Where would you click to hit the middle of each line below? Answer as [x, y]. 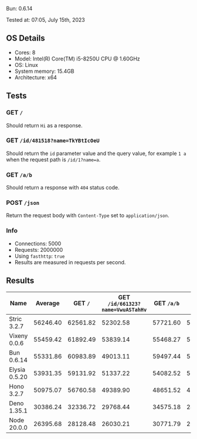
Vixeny [18, 336]
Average [47, 303]
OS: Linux [26, 65]
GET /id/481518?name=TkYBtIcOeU [53, 140]
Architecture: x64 [36, 77]
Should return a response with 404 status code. [63, 188]
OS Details [26, 38]
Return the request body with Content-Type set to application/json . [88, 215]
